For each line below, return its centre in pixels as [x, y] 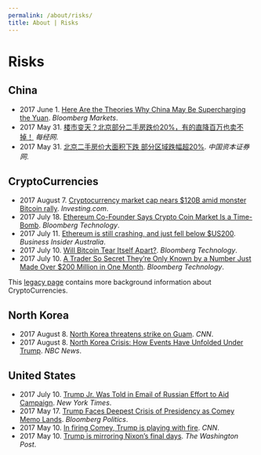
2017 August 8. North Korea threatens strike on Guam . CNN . [116, 334]
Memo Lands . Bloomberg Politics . [74, 419]
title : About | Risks [43, 23]
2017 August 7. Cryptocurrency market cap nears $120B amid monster [133, 200]
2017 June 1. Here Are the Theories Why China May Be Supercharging [132, 109]
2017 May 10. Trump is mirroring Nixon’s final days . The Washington [129, 435]
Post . [28, 444]
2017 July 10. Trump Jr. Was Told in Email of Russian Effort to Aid [124, 394]
